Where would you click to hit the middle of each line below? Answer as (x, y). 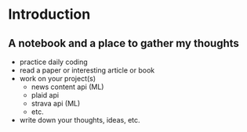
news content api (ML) (67, 87)
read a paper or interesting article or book (87, 70)
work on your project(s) (58, 78)
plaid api (45, 95)
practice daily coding (53, 62)
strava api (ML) (56, 103)
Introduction (49, 14)
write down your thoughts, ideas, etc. (80, 120)
